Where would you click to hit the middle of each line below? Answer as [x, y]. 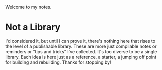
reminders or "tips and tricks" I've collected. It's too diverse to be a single [81, 51]
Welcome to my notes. [28, 7]
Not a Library [33, 27]
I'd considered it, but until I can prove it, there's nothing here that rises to [80, 41]
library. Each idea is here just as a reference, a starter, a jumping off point [81, 57]
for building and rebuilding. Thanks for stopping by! [58, 62]
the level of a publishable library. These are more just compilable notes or [81, 46]
